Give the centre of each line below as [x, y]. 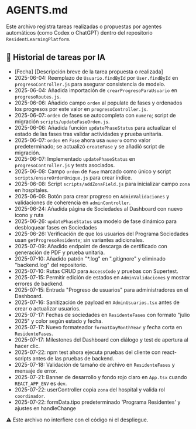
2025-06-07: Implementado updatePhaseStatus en [75, 158]
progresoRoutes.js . [38, 96]
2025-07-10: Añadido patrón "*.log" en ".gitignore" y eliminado [90, 258]
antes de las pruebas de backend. [73, 358]
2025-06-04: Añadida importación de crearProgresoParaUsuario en [96, 90]
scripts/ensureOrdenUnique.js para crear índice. [73, 177]
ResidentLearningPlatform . [38, 39]
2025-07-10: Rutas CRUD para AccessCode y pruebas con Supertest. [96, 271]
